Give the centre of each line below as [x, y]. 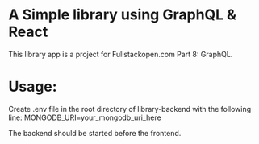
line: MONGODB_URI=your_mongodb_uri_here [85, 117]
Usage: [33, 87]
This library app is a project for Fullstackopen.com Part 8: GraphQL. [121, 54]
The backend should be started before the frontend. [95, 133]
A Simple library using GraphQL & [122, 15]
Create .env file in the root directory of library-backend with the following [130, 109]
